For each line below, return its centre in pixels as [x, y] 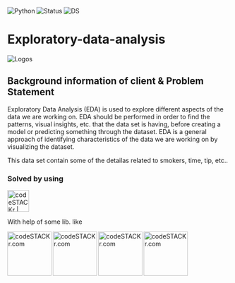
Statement [31, 92]
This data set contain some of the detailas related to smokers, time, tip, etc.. [117, 160]
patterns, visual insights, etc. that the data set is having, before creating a [114, 124]
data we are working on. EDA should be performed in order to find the [109, 116]
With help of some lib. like [45, 222]
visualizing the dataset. [41, 146]
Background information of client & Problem [106, 81]
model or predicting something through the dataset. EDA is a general [107, 131]
